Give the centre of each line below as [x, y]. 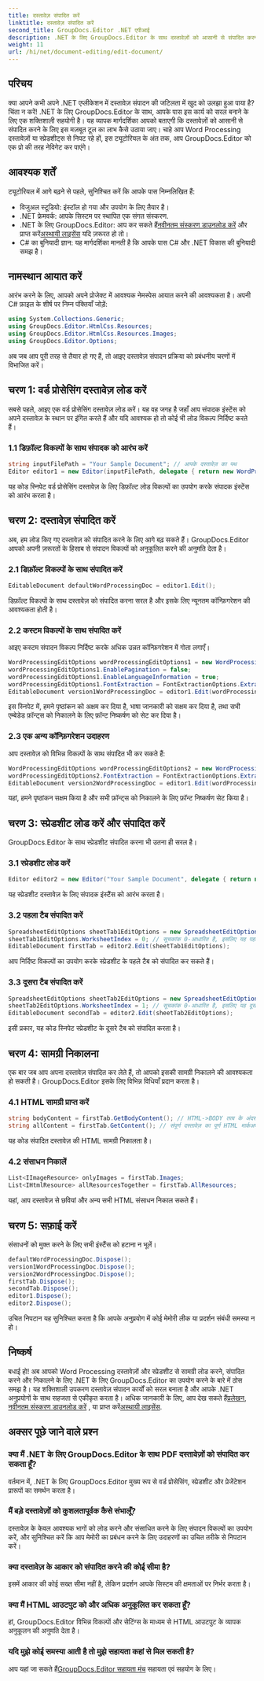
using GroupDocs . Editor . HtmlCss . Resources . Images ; [93, 334]
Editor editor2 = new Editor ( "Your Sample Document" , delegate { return [130, 879]
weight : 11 [26, 45]
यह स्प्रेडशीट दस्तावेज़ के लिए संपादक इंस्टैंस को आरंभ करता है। [86, 895]
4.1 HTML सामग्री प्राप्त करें [49, 1102]
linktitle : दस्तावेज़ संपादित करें [51, 23]
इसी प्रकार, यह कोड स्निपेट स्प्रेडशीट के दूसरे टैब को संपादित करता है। [94, 1029]
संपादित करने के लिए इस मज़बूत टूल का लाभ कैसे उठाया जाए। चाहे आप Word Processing [125, 129]
